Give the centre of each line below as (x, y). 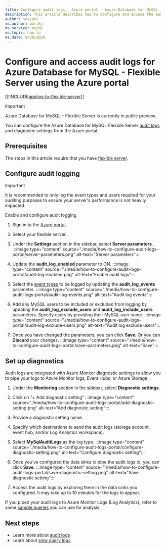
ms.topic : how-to (23, 33)
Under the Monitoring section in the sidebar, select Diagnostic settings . (86, 388)
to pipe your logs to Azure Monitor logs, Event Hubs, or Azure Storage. (77, 378)
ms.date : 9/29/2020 (25, 38)
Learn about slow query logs (41, 541)
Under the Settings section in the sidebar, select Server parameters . (83, 244)
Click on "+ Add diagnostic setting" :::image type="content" (73, 398)
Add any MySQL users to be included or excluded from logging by (80, 304)
